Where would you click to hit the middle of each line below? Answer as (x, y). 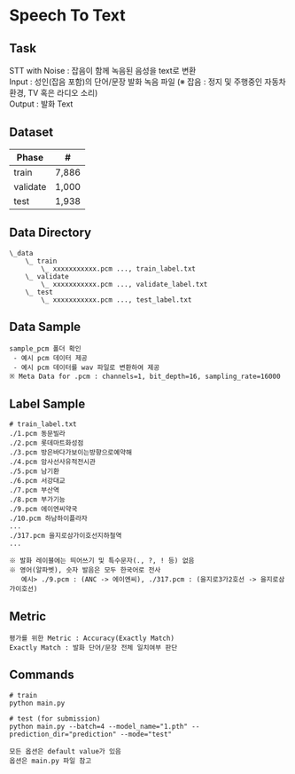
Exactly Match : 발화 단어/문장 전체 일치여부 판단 (93, 648)
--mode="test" (146, 734)
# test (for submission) (55, 719)
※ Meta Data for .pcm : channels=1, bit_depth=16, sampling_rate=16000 (145, 377)
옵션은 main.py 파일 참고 (50, 761)
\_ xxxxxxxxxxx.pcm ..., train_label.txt (119, 269)
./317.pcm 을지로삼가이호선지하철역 (66, 536)
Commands (42, 675)
